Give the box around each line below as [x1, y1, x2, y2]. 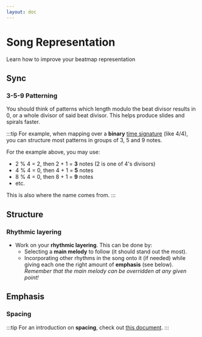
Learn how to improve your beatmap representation [6, 56, 136, 63]
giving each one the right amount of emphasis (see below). [24, 261, 173, 268]
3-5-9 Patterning [6, 91, 58, 100]
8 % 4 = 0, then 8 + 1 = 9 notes [15, 173, 94, 181]
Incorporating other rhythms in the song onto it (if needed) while [24, 254, 186, 261]
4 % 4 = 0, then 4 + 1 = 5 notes [15, 167, 94, 174]
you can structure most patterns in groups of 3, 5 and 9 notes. [6, 137, 162, 144]
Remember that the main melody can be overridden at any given [24, 267, 187, 275]
